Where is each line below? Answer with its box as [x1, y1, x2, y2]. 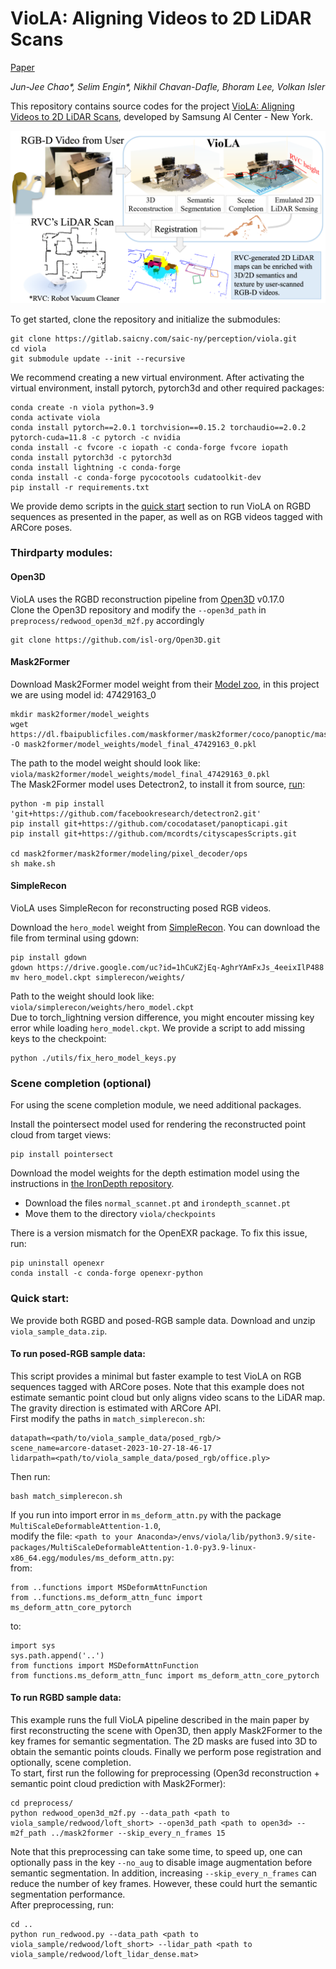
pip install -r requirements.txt [10, 482, 150, 492]
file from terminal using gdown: [10, 932, 140, 944]
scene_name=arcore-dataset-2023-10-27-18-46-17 [10, 1443, 213, 1453]
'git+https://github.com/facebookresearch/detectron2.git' [10, 808, 262, 819]
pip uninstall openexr [10, 1258, 105, 1269]
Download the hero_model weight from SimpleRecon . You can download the [10, 922, 321, 934]
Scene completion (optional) [10, 1077, 152, 1091]
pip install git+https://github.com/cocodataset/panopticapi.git [10, 818, 288, 829]
